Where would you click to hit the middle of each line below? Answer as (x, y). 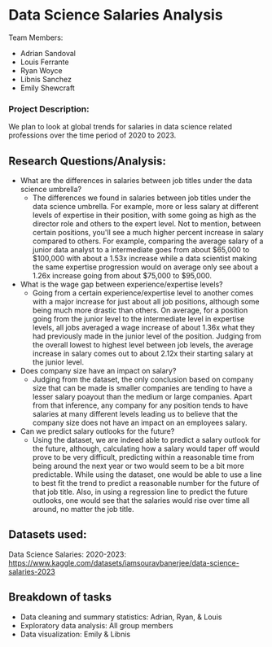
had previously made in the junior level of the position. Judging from (147, 336)
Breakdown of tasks (60, 597)
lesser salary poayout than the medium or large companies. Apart (142, 397)
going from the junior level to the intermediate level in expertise (138, 319)
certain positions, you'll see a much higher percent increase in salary (148, 233)
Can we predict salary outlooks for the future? (97, 431)
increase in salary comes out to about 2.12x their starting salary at (143, 354)
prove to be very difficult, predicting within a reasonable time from (143, 457)
